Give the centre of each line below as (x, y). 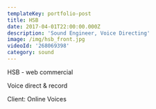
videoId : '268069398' (38, 46)
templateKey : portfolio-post (49, 14)
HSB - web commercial (40, 72)
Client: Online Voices (37, 99)
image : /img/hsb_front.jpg (46, 40)
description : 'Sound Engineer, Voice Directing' (79, 33)
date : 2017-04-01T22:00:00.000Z (54, 26)
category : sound (31, 53)
